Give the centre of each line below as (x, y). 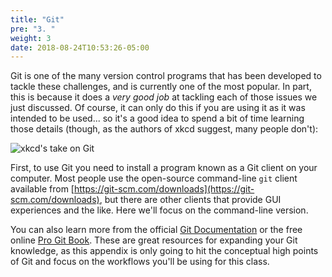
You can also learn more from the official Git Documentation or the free (156, 230)
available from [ (42, 189)
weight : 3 (31, 38)
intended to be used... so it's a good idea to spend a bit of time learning (157, 118)
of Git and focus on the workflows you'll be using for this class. (140, 262)
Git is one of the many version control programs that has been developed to (166, 76)
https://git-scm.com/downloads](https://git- (164, 189)
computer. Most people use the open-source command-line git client (154, 178)
